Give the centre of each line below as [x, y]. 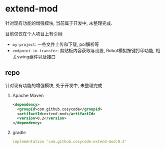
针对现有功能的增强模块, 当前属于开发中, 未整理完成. [59, 23]
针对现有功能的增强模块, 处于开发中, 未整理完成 [54, 85]
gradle [19, 133]
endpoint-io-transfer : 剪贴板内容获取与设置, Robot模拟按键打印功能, [83, 50]
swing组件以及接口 [36, 57]
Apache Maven [28, 95]
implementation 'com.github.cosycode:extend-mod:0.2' [69, 142]
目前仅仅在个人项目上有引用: [34, 33]
